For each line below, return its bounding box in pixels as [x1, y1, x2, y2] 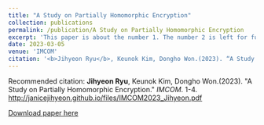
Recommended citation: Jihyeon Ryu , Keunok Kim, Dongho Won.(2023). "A [8, 76, 253, 86]
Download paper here [8, 108, 79, 117]
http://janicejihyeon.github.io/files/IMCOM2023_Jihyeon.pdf [8, 93, 203, 102]
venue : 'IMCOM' [8, 48, 58, 55]
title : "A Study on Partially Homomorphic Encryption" [8, 11, 192, 20]
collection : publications [8, 19, 93, 27]
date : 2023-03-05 [8, 41, 65, 48]
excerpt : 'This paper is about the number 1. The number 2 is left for [8, 33, 247, 41]
